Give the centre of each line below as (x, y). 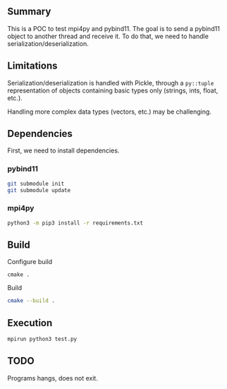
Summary (29, 12)
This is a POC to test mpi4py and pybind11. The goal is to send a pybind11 (114, 28)
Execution (30, 323)
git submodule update (39, 190)
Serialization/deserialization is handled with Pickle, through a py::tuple (111, 83)
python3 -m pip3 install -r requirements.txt (75, 223)
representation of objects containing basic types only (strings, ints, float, (113, 90)
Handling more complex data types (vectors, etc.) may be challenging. (109, 112)
